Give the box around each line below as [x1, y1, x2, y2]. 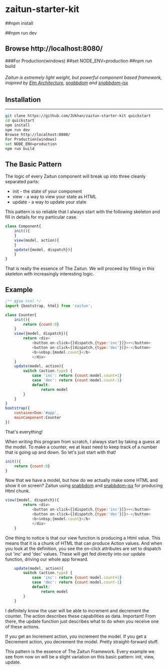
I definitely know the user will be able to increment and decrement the [5, 607, 149, 613]
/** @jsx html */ [5, 299, 41, 304]
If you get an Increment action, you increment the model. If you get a [5, 633, 146, 639]
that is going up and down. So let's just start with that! [5, 449, 116, 455]
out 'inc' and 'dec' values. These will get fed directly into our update [5, 551, 145, 557]
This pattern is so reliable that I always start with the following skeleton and [5, 209, 160, 215]
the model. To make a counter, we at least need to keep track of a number [5, 444, 157, 450]
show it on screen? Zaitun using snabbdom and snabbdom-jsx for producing [5, 483, 163, 489]
